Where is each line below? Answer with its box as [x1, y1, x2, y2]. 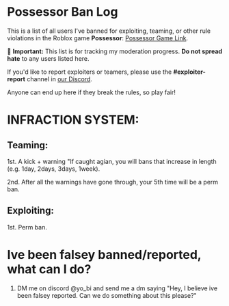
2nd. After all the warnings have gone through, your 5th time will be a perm [7, 178, 219, 186]
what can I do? [7, 261, 92, 277]
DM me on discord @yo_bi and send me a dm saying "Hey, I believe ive [16, 284, 218, 292]
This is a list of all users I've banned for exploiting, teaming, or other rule [7, 27, 211, 35]
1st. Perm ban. [7, 223, 48, 231]
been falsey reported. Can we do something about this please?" [16, 291, 197, 299]
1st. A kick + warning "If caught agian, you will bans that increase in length [7, 157, 217, 165]
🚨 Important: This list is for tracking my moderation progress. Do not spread [7, 47, 223, 55]
